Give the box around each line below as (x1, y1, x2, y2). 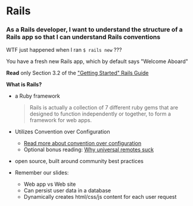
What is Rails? (6, 81, 42, 88)
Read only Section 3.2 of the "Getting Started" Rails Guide (6, 70, 149, 77)
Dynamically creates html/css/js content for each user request (23, 193, 177, 201)
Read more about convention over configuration (23, 140, 142, 147)
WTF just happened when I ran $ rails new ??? (6, 46, 122, 54)
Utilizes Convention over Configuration (14, 128, 110, 135)
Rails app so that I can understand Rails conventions (6, 33, 161, 41)
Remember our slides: (14, 169, 69, 176)
